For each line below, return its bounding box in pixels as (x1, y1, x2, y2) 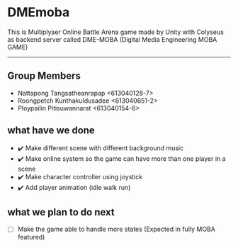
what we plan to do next (7, 206, 115, 218)
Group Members (7, 70, 81, 82)
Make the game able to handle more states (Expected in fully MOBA (17, 225, 216, 234)
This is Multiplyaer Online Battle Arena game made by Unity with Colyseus (7, 28, 225, 36)
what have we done (7, 125, 96, 137)
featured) (17, 233, 45, 242)
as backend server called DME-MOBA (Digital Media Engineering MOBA (7, 35, 217, 43)
